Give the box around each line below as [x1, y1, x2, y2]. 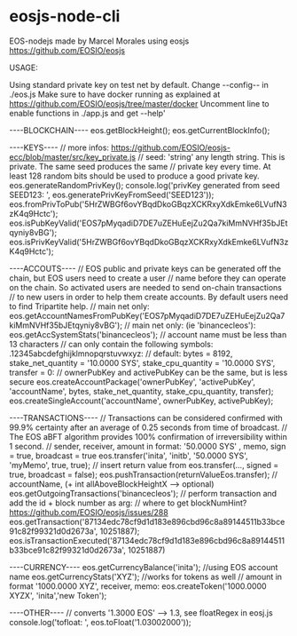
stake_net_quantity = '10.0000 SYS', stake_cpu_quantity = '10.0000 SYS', [9, 357, 276, 368]
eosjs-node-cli [9, 6, 121, 27]
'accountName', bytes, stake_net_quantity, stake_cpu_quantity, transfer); [9, 386, 274, 396]
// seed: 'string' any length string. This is [137, 151, 285, 162]
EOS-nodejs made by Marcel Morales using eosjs [9, 36, 190, 46]
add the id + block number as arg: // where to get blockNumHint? [9, 497, 247, 508]
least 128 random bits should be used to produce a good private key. [9, 171, 260, 181]
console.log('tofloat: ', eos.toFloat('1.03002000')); [9, 616, 192, 627]
